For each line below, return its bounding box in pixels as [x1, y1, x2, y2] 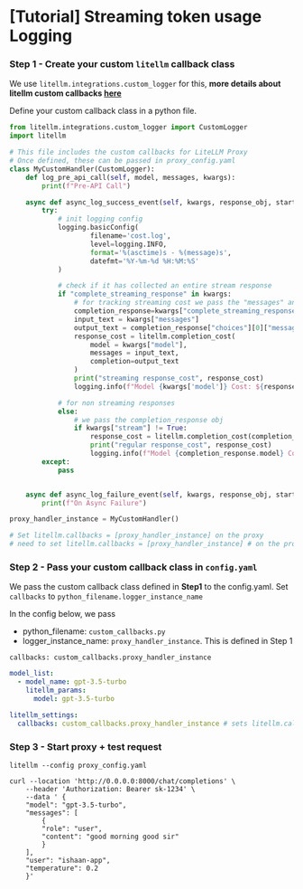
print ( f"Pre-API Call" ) [41, 181, 131, 191]
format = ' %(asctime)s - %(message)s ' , [89, 248, 232, 257]
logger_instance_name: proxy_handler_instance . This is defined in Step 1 [22, 636, 293, 647]
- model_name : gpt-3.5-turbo [17, 677, 127, 686]
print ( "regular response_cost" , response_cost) [89, 440, 272, 449]
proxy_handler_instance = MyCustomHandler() [9, 515, 179, 524]
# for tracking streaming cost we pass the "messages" [73, 298, 284, 307]
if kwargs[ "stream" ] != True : [73, 423, 188, 433]
